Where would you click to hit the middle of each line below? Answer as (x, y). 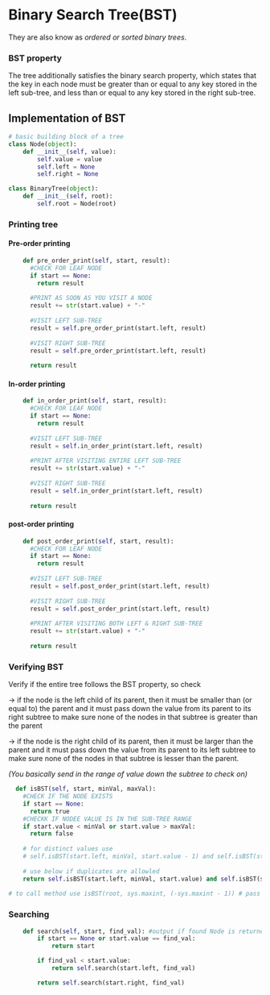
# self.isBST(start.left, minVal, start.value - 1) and (119, 856)
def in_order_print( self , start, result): (95, 401)
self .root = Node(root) (77, 204)
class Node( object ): (43, 144)
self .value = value (70, 159)
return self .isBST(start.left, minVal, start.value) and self (129, 879)
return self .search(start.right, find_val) (111, 983)
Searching (29, 914)
